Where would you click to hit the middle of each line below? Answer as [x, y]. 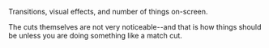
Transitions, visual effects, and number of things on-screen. [108, 12]
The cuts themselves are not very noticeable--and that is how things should [135, 27]
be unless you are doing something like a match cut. [95, 36]
